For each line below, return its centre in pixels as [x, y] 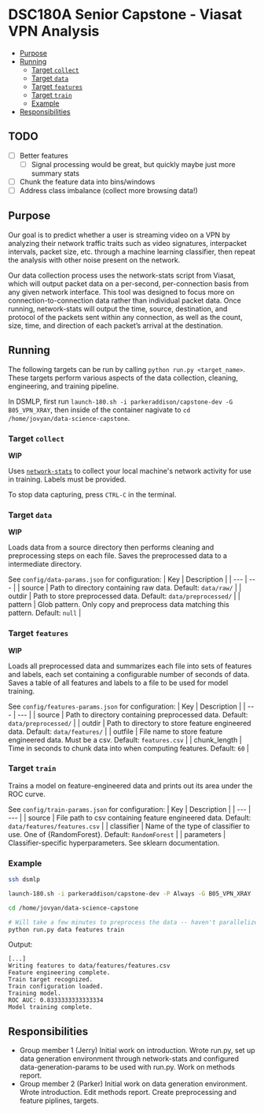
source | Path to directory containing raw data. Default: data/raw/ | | [132, 588]
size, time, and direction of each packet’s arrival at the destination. [116, 326]
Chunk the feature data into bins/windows [87, 181]
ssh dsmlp [24, 880]
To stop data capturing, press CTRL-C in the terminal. [92, 494]
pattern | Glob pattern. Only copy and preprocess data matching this [119, 605]
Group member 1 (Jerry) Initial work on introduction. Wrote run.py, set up [137, 1051]
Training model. [35, 994]
